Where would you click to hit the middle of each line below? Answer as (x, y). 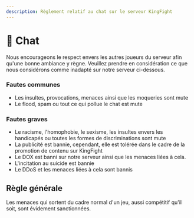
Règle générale (34, 188)
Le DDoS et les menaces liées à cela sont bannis (73, 170)
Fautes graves (27, 119)
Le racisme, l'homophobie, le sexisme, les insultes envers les (89, 132)
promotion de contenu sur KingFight (59, 151)
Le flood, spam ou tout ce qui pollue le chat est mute (78, 104)
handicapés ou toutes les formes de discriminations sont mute (90, 138)
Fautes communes (33, 85)
